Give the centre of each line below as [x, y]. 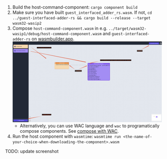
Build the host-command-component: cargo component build [75, 7]
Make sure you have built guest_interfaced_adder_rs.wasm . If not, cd [82, 12]
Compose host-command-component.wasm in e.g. [60, 28]
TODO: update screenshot [32, 151]
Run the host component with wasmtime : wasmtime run [67, 136]
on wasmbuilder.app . [53, 39]
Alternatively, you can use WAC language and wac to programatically [90, 126]
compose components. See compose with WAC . [69, 131]
